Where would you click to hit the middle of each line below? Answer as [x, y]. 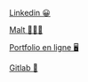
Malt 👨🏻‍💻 [26, 30]
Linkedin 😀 [30, 13]
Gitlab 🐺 [24, 68]
